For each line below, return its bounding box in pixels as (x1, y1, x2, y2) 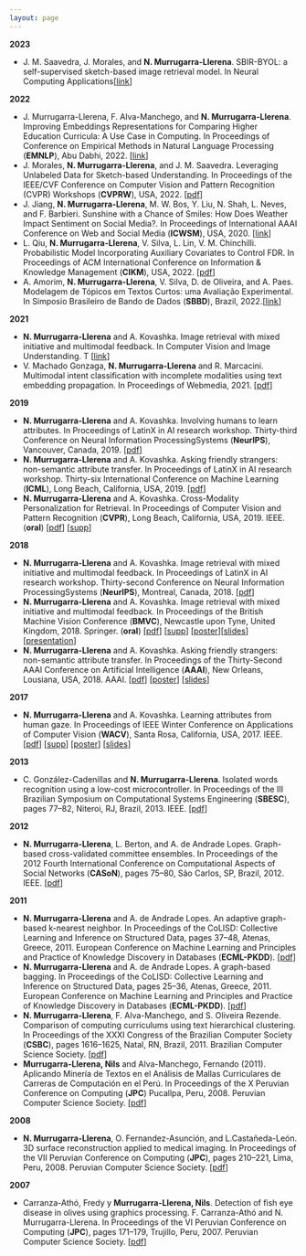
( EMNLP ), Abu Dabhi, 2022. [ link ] (22, 150, 149, 161)
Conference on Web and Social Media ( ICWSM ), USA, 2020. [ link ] (22, 228, 272, 239)
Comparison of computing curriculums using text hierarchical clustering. (22, 1019, 296, 1030)
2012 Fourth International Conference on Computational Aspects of (22, 857, 276, 868)
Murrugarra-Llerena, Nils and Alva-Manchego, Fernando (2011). (22, 1058, 267, 1070)
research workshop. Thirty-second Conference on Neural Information (22, 577, 285, 588)
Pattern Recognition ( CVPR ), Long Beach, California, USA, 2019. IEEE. (22, 512, 286, 523)
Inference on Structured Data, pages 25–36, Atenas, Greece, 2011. (22, 980, 272, 992)
